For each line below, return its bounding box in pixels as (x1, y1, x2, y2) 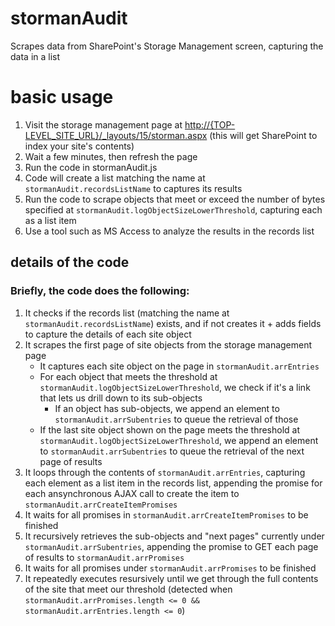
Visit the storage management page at (24, 118, 183, 131)
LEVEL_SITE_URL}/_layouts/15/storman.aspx (24, 129, 208, 141)
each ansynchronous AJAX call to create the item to (24, 487, 240, 499)
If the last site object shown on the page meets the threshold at (39, 423, 301, 436)
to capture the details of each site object (24, 328, 192, 340)
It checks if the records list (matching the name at (24, 307, 230, 319)
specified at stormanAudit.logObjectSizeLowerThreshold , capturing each (24, 203, 323, 216)
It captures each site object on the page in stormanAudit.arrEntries (39, 360, 320, 372)
